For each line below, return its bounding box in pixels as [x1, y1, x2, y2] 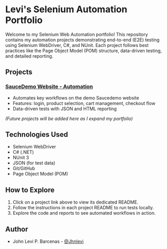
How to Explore [5, 185, 55, 194]
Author [5, 225, 28, 233]
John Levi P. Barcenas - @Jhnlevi [12, 238, 84, 244]
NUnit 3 [12, 155, 29, 161]
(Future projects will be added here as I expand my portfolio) [5, 115, 133, 121]
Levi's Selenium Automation [5, 4, 128, 15]
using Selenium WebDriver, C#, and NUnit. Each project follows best [5, 42, 149, 48]
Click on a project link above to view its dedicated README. [12, 199, 139, 205]
